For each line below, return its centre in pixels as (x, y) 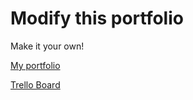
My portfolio (35, 65)
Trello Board (35, 84)
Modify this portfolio (97, 18)
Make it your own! (47, 46)
